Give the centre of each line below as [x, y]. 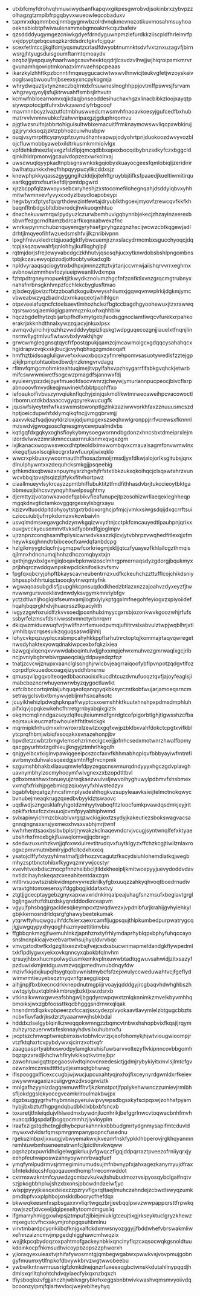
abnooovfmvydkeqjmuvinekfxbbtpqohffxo [64, 387]
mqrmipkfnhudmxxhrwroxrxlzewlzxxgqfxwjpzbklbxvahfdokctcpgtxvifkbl [102, 728]
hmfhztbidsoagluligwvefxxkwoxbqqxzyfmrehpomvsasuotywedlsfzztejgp [102, 355]
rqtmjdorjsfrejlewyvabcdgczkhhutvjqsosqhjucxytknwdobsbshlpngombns [103, 253]
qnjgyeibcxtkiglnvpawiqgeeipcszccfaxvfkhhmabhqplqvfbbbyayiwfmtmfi [102, 753]
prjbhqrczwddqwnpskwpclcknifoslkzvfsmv [65, 567]
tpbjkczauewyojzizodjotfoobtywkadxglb [61, 259]
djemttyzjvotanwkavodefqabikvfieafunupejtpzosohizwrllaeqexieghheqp [101, 497]
